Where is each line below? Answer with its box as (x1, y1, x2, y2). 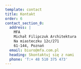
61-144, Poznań (13, 43, 44, 48)
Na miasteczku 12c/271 (13, 39, 59, 44)
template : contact (5, 7, 42, 12)
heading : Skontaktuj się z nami (9, 52, 75, 57)
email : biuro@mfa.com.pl (9, 48, 59, 52)
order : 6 (5, 16, 23, 21)
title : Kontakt (5, 12, 36, 17)
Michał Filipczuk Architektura (13, 34, 77, 39)
